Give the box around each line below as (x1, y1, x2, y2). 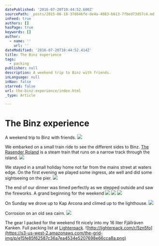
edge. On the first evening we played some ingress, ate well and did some (5, 169, 152, 175)
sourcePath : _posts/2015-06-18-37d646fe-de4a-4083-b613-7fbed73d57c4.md (5, 12, 155, 16)
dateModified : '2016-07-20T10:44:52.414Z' (5, 48, 92, 52)
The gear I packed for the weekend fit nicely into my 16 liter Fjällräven (5, 220, 144, 226)
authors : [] (5, 20, 29, 26)
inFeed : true (5, 16, 31, 21)
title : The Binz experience (5, 52, 62, 57)
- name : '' (9, 39, 31, 44)
